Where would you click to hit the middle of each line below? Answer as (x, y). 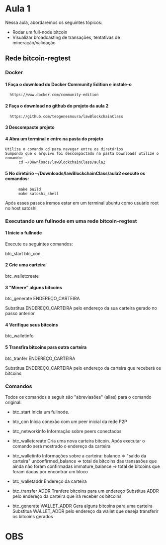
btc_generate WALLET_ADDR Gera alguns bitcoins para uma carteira (83, 506)
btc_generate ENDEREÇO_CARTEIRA (42, 299)
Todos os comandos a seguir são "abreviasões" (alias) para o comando (78, 397)
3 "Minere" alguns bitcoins (34, 287)
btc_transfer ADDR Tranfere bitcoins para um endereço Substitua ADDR (85, 491)
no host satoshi (21, 208)
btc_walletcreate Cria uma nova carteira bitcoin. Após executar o (79, 440)
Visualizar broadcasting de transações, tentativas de (66, 37)
